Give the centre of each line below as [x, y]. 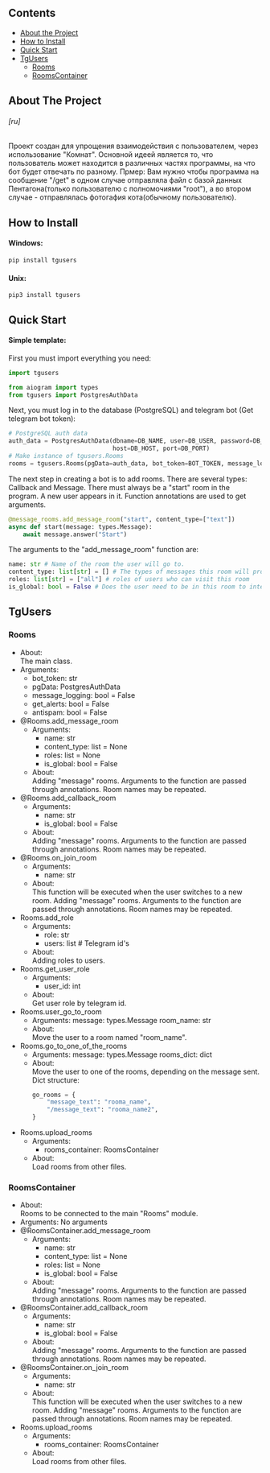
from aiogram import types [53, 387]
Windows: [26, 243]
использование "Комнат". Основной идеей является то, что [111, 155]
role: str [57, 935]
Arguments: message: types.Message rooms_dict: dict [122, 1054]
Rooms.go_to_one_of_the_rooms [73, 1046]
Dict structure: [56, 1080]
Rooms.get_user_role [55, 968]
